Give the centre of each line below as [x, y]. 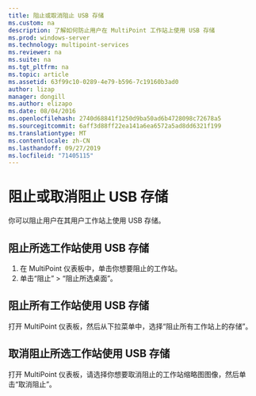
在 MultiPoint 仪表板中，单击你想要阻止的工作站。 [101, 268]
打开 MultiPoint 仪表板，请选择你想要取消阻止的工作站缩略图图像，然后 [124, 374]
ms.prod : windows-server [49, 38]
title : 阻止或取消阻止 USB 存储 [56, 15]
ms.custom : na [32, 23]
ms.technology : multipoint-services [69, 45]
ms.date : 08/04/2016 [42, 112]
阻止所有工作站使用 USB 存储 [78, 306]
